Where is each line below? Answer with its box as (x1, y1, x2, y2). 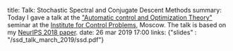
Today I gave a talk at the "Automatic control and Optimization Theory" (7, 13, 213, 22)
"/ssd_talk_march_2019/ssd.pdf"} (7, 36, 104, 44)
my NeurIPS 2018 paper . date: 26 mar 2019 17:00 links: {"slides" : (7, 28, 197, 36)
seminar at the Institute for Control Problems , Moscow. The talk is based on (7, 21, 227, 29)
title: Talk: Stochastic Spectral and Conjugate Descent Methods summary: (7, 6, 222, 14)
